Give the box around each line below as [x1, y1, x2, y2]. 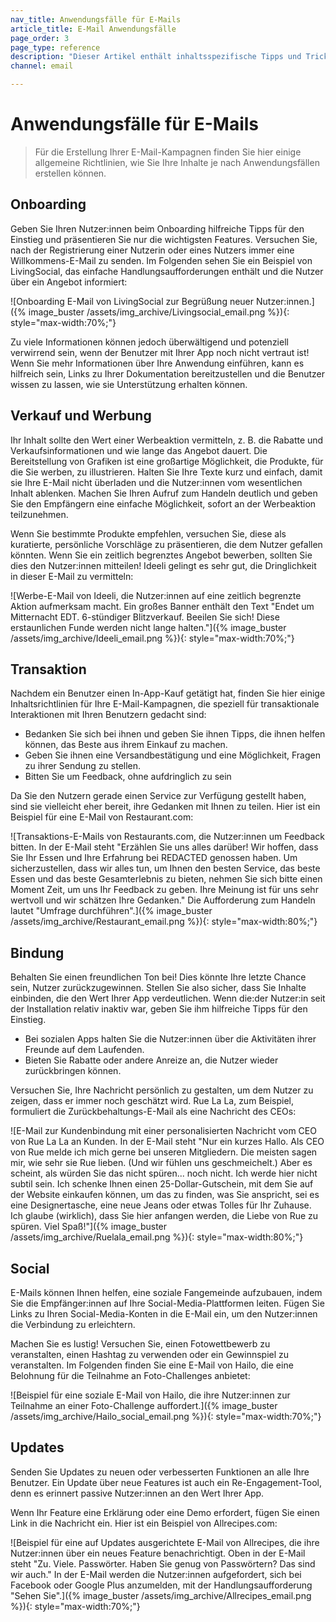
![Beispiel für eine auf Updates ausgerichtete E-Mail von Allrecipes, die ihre [10, 1536, 320, 1548]
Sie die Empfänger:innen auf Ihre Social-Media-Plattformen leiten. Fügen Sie [10, 1297, 325, 1309]
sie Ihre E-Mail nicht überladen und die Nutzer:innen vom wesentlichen [10, 476, 303, 488]
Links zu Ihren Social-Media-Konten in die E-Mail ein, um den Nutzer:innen [10, 1308, 318, 1320]
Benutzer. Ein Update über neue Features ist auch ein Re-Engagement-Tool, [10, 1476, 323, 1488]
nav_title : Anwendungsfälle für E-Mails [10, 14, 182, 25]
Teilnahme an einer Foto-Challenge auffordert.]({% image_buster [10, 1400, 278, 1411]
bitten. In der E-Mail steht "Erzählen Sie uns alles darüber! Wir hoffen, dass [10, 841, 319, 853]
